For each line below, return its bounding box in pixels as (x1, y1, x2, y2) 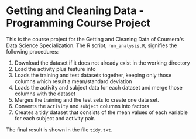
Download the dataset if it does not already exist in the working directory (14, 59, 190, 66)
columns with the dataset (14, 90, 76, 97)
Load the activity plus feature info (14, 65, 96, 72)
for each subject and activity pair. (14, 115, 95, 122)
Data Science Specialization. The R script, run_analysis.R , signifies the (6, 42, 177, 49)
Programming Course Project (6, 16, 151, 30)
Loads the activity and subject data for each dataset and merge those (14, 84, 183, 91)
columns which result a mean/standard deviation (14, 77, 132, 85)
